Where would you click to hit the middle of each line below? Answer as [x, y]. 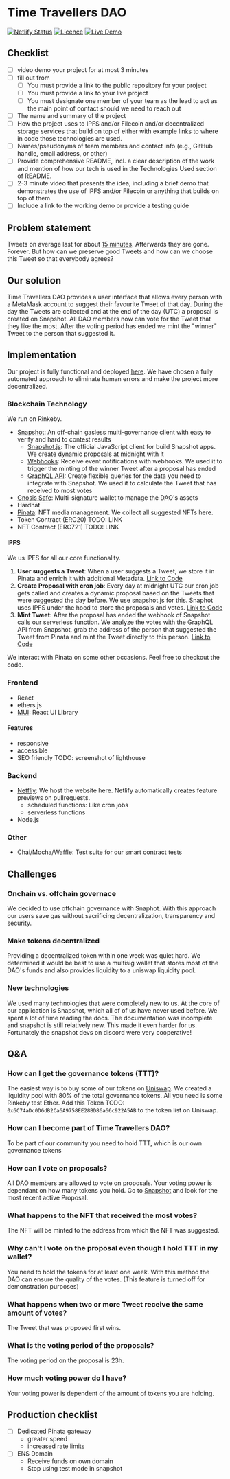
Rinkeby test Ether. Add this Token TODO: [66, 1103]
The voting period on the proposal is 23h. [66, 1360]
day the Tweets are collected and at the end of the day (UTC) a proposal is [113, 312]
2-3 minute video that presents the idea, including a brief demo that [113, 183]
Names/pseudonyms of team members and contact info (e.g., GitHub [115, 146]
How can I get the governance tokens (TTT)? [83, 1074]
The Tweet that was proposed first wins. [64, 1327]
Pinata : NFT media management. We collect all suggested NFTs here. [115, 512]
